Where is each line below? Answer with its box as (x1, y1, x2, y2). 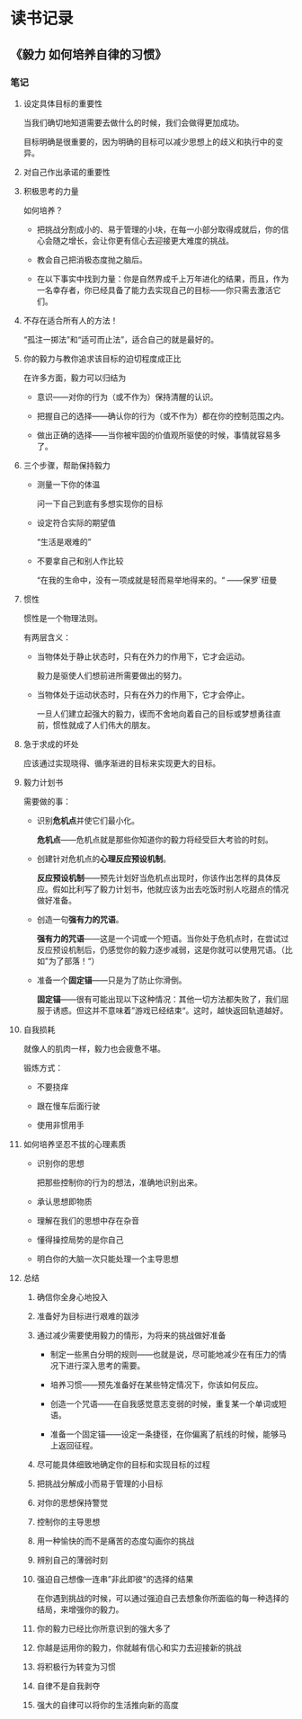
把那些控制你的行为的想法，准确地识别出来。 (36, 1177, 203, 1188)
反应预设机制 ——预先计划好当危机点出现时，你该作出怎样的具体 (36, 872, 273, 883)
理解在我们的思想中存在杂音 (36, 1215, 140, 1225)
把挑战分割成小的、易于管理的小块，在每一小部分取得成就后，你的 (36, 224, 281, 235)
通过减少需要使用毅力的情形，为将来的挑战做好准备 (36, 1330, 226, 1340)
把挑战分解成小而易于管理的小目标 (36, 1478, 164, 1489)
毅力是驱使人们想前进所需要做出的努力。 (36, 670, 187, 681)
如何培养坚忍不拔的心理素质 (22, 1138, 127, 1149)
